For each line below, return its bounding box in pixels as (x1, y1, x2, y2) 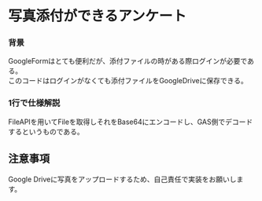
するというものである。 (8, 126, 84, 136)
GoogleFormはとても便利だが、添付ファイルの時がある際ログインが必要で (8, 57, 248, 66)
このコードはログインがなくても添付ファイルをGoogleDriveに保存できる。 (8, 76, 248, 86)
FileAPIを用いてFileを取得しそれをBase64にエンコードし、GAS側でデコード (8, 117, 253, 126)
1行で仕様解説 (8, 97, 61, 108)
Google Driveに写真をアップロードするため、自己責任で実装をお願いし (8, 174, 237, 184)
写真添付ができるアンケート (8, 7, 187, 25)
